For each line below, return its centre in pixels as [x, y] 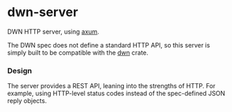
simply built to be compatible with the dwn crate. [78, 52]
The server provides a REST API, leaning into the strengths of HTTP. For [111, 86]
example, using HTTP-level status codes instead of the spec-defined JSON [116, 93]
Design [20, 71]
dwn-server [43, 12]
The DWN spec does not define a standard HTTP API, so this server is [109, 45]
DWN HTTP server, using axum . [53, 31]
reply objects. [27, 101]
